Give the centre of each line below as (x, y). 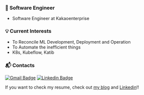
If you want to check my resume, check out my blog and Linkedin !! (72, 87)
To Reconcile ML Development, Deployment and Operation (71, 42)
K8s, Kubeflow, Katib (33, 52)
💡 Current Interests (28, 31)
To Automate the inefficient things (46, 47)
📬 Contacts (20, 65)
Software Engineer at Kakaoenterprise (51, 19)
